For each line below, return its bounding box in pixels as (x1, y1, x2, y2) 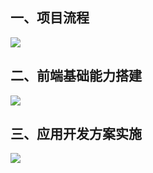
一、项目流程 (10, 9, 90, 27)
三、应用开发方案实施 (10, 126, 142, 143)
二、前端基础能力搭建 (10, 68, 142, 85)
